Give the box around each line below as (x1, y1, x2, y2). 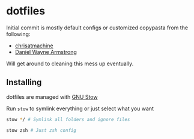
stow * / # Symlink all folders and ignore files (6, 116, 130, 122)
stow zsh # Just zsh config (6, 127, 77, 133)
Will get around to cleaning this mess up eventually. (6, 60, 134, 67)
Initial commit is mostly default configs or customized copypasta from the (6, 24, 188, 31)
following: (6, 30, 31, 37)
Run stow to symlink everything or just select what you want (6, 105, 154, 112)
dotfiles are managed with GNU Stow (6, 93, 98, 100)
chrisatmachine (14, 42, 53, 49)
